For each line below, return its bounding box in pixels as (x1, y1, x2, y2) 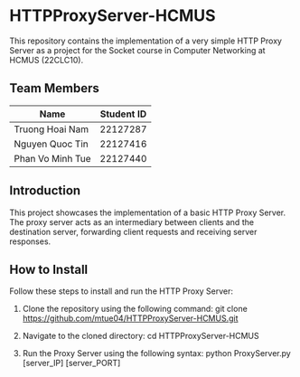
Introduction (9, 183, 81, 199)
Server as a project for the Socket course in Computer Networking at (9, 44, 266, 55)
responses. (9, 236, 52, 247)
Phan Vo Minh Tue (14, 152, 92, 165)
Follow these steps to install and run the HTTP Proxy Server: (9, 286, 233, 297)
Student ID (99, 108, 147, 120)
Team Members (9, 80, 99, 96)
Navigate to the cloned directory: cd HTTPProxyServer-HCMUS (22, 331, 259, 342)
